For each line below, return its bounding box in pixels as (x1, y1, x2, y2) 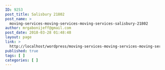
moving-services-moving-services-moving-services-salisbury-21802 (9, 21, 148, 26)
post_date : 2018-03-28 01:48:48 (5, 30, 71, 35)
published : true (5, 48, 38, 53)
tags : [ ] (5, 53, 26, 58)
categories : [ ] (5, 58, 38, 63)
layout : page (5, 35, 32, 40)
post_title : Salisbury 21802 (5, 12, 65, 17)
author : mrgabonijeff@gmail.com (5, 26, 71, 31)
